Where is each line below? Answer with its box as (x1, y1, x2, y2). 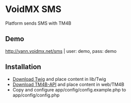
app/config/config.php (12, 92, 59, 98)
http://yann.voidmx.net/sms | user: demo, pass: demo (5, 48, 117, 54)
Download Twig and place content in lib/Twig (12, 76, 106, 82)
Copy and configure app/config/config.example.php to (12, 86, 126, 92)
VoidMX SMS (5, 4, 61, 15)
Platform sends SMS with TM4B (5, 20, 72, 26)
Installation (5, 63, 41, 71)
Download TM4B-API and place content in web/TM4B (12, 81, 124, 87)
